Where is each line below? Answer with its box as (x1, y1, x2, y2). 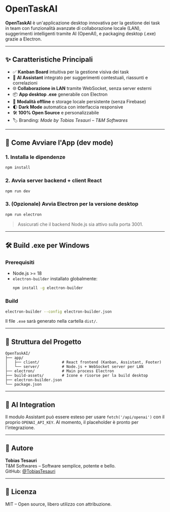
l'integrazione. (5, 424, 35, 431)
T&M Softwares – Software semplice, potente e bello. (5, 462, 116, 468)
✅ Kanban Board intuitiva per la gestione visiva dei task (12, 69, 129, 75)
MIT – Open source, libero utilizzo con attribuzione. (5, 501, 112, 507)
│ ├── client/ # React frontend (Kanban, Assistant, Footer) (5, 360, 162, 365)
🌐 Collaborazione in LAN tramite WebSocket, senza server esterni (12, 85, 152, 91)
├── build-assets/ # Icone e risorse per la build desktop (5, 373, 148, 378)
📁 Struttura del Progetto (5, 337, 82, 346)
